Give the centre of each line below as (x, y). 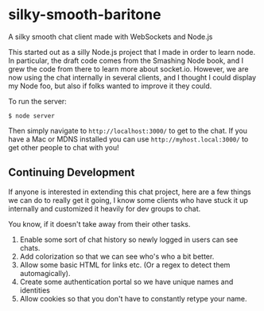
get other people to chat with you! (64, 147)
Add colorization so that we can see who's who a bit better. (117, 256)
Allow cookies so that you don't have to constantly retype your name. (133, 298)
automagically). (45, 273)
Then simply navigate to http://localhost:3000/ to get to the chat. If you (128, 130)
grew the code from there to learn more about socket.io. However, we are (128, 68)
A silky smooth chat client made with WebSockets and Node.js (111, 37)
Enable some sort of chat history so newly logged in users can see (129, 239)
